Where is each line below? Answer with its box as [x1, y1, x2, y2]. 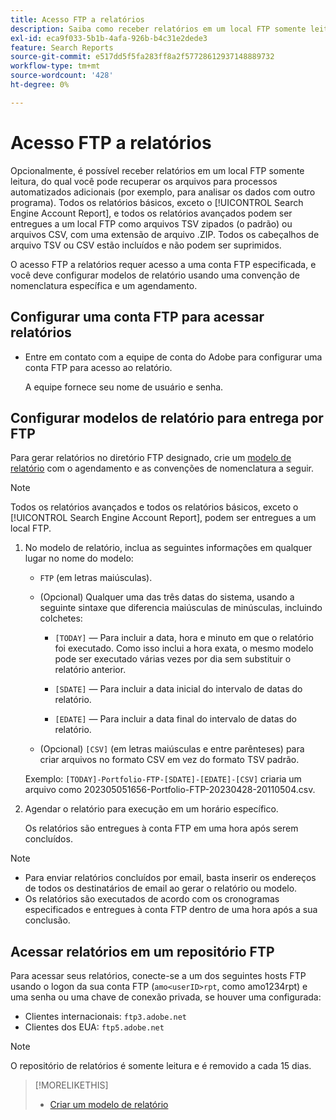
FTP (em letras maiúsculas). [39, 572, 153, 584]
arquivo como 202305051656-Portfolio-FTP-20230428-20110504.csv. [24, 784, 316, 796]
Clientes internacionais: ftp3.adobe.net [24, 1011, 187, 1023]
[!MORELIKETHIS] [34, 1079, 109, 1091]
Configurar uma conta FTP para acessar [10, 309, 265, 326]
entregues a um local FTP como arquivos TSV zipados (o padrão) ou [10, 217, 293, 230]
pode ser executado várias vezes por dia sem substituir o [54, 653, 292, 665]
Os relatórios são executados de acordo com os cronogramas [24, 893, 280, 905]
